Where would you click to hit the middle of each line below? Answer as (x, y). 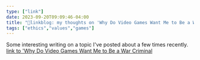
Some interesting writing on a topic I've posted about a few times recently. (97, 45)
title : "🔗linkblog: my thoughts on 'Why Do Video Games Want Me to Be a (98, 22)
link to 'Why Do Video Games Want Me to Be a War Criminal (79, 51)
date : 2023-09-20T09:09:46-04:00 (48, 17)
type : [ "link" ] (25, 11)
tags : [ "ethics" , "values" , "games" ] (50, 28)
